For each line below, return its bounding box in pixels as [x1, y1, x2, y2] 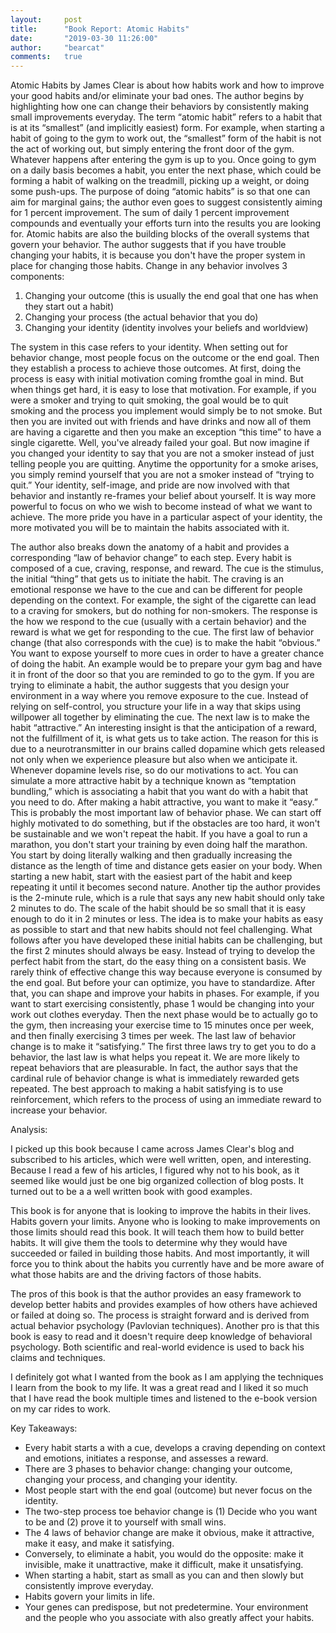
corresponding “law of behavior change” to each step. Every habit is [10, 552, 292, 564]
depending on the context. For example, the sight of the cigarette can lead [10, 594, 317, 606]
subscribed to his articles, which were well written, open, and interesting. [10, 1154, 312, 1166]
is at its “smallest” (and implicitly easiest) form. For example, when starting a [10, 122, 325, 134]
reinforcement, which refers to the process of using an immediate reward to [10, 1094, 322, 1106]
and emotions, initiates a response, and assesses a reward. [24, 1452, 269, 1465]
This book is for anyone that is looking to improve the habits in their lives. [10, 1205, 312, 1217]
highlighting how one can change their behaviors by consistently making [10, 101, 310, 113]
